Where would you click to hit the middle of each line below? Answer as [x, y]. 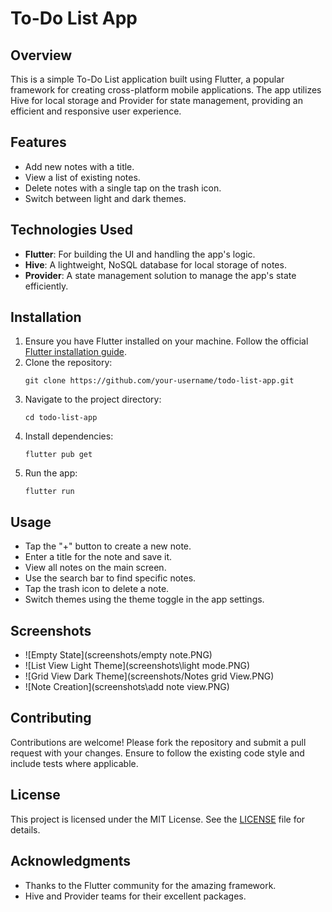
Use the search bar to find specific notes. [110, 578]
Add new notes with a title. [79, 166]
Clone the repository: [68, 363]
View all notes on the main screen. [95, 568]
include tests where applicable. [74, 763]
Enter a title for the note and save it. [98, 557]
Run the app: [51, 473]
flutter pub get [58, 455]
